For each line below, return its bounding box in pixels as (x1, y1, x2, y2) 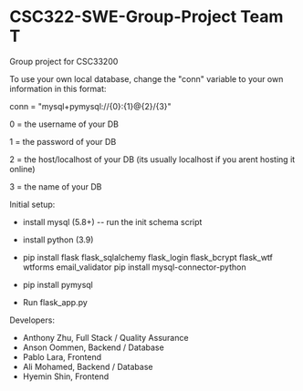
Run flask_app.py (22, 296, 89, 307)
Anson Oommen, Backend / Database (22, 342, 164, 353)
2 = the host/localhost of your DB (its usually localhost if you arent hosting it (9, 153, 296, 165)
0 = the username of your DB (9, 118, 119, 129)
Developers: (9, 314, 55, 325)
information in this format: (9, 83, 107, 94)
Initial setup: (9, 199, 56, 210)
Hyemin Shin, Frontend (22, 371, 110, 382)
